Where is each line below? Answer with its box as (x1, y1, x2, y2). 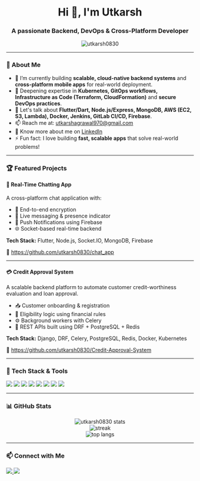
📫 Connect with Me (6, 451, 65, 459)
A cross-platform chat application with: (6, 194, 102, 201)
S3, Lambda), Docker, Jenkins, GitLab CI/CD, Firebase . (14, 112, 152, 120)
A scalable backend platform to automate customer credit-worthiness (6, 284, 177, 291)
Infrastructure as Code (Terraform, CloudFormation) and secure (14, 93, 177, 100)
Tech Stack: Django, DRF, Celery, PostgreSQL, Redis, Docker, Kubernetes (6, 335, 187, 342)
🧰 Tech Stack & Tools (6, 367, 68, 375)
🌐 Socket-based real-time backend (14, 225, 102, 232)
